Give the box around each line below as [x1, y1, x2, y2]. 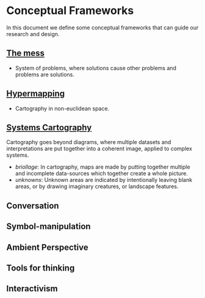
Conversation [6, 200, 59, 211]
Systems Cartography [6, 122, 92, 133]
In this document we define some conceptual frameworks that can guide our [6, 24, 199, 31]
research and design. [6, 30, 60, 37]
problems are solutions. [15, 71, 75, 78]
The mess [6, 48, 45, 59]
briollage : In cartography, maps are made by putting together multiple [15, 163, 190, 171]
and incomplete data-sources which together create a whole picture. [15, 170, 188, 177]
